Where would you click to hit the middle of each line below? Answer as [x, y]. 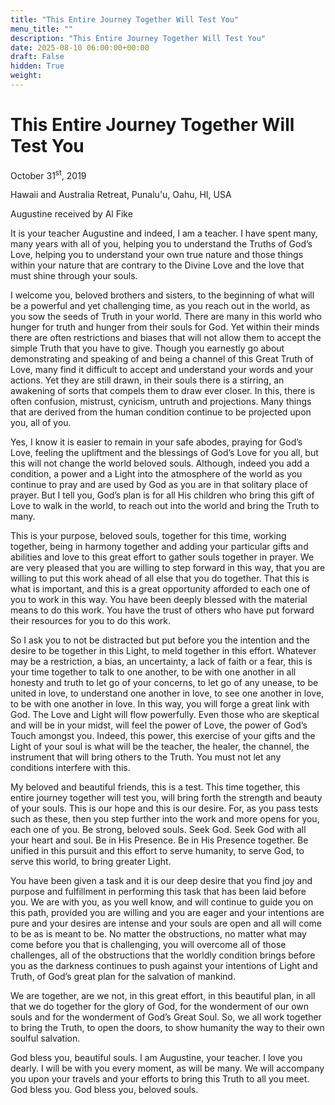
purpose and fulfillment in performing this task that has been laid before [158, 892]
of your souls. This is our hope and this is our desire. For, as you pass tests [164, 808]
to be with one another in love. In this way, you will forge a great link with [160, 704]
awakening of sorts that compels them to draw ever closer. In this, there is [163, 391]
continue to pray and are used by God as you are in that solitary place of [159, 485]
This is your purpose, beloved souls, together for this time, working [148, 536]
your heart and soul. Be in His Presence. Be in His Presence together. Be [159, 840]
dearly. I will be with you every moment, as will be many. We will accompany [167, 1068]
